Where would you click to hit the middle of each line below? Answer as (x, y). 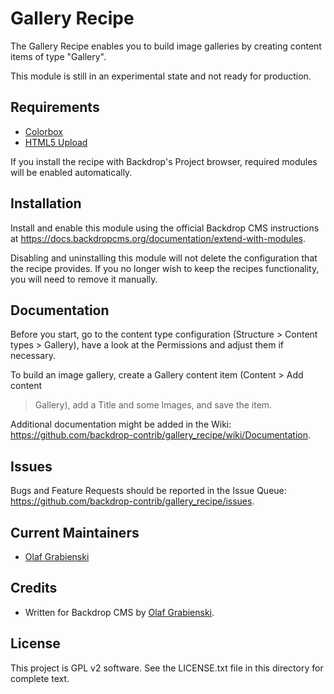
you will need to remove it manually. (84, 279)
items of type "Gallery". (58, 56)
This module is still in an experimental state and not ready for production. (161, 76)
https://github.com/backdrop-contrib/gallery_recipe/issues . (132, 501)
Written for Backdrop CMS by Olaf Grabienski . (119, 612)
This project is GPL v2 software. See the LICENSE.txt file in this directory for (167, 668)
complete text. (40, 678)
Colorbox (43, 131)
